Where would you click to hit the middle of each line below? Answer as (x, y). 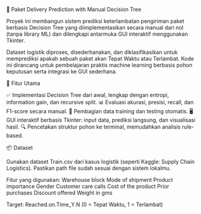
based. (15, 135)
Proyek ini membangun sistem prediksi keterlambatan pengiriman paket (95, 21)
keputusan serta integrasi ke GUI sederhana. (62, 72)
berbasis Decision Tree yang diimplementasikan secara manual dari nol (95, 28)
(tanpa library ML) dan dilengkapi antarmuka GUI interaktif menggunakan (97, 34)
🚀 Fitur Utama (23, 83)
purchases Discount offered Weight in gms (59, 193)
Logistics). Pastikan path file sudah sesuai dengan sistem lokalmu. (89, 168)
